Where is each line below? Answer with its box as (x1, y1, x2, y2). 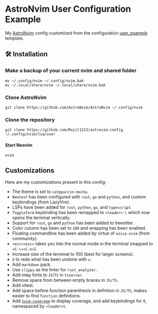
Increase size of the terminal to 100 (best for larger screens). (12, 251, 134, 257)
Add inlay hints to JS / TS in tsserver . (12, 272, 84, 278)
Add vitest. (12, 283, 34, 289)
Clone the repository (5, 116, 55, 123)
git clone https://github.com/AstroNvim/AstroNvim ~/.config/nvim (5, 105, 143, 110)
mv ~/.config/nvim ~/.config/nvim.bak (5, 78, 84, 83)
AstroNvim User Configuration (5, 3, 131, 15)
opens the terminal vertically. (12, 215, 71, 221)
